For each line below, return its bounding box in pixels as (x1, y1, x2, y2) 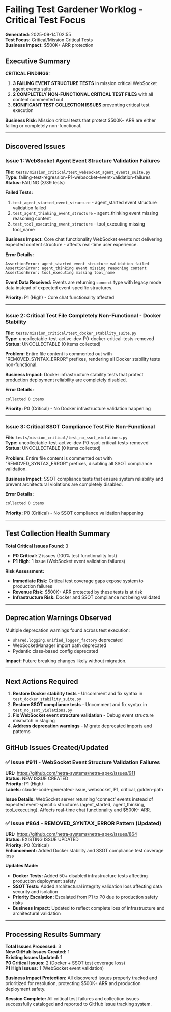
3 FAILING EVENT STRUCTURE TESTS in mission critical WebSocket (12, 80, 157, 86)
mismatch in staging (12, 718, 55, 724)
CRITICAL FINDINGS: (5, 70, 50, 76)
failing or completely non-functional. (5, 122, 82, 128)
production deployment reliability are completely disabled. (5, 377, 127, 383)
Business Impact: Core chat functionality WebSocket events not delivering (5, 236, 162, 242)
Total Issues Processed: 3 (5, 943, 61, 950)
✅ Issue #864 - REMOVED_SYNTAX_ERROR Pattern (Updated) (5, 820, 162, 827)
